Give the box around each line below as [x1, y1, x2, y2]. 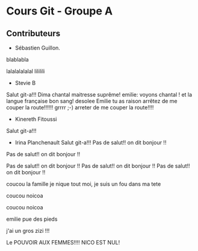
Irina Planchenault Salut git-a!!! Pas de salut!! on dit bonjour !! [14, 139, 167, 146]
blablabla [6, 56, 29, 63]
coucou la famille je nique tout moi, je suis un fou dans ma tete [6, 180, 161, 188]
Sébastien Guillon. [14, 44, 60, 51]
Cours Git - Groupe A [6, 4, 113, 18]
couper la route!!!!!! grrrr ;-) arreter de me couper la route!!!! [6, 104, 154, 111]
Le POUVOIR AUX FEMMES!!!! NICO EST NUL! [6, 239, 120, 246]
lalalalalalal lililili [6, 68, 45, 75]
